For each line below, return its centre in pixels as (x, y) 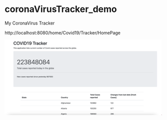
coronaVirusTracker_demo (61, 9)
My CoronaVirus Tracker (30, 23)
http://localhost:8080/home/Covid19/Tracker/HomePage (63, 32)
